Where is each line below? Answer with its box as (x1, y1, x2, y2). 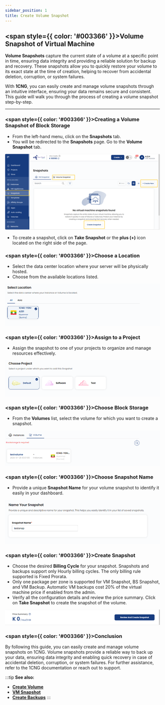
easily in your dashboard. (12, 490, 64, 496)
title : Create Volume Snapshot (5, 13, 69, 18)
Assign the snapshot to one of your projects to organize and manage (12, 345, 151, 351)
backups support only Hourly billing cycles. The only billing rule (12, 568, 141, 574)
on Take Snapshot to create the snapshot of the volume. (12, 600, 127, 606)
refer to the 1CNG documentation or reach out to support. (5, 665, 121, 670)
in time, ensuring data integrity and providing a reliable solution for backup (5, 58, 156, 64)
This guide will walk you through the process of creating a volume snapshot (5, 94, 159, 100)
